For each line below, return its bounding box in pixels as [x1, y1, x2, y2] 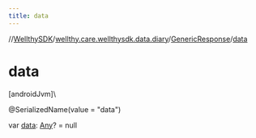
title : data [8, 11, 49, 20]
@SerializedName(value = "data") [8, 104, 122, 114]
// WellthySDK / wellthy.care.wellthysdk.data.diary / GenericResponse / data [8, 34, 248, 44]
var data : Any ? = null [8, 120, 78, 130]
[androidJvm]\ [8, 89, 57, 98]
